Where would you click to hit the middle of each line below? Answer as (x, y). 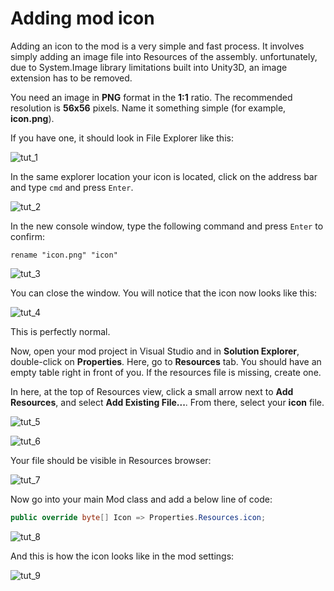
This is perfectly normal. (60, 331)
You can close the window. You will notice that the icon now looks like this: (164, 293)
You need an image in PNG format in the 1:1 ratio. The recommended (151, 97)
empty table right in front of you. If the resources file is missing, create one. (166, 372)
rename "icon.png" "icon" (64, 255)
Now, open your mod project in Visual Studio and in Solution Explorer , (155, 351)
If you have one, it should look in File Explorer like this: (122, 138)
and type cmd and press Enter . (72, 187)
